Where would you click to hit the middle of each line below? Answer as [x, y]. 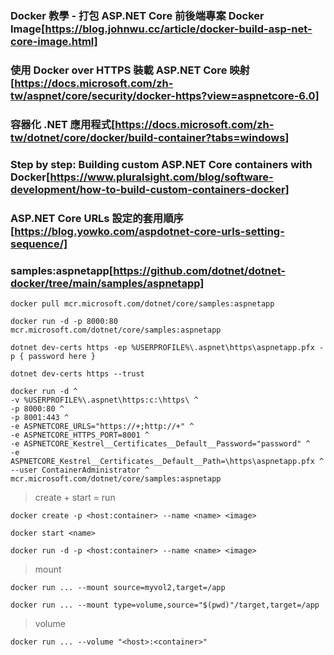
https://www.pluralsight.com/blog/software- [161, 177]
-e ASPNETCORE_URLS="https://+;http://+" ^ [102, 426]
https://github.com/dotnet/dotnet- [200, 270]
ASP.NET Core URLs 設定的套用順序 [97, 218]
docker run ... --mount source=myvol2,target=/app [118, 587]
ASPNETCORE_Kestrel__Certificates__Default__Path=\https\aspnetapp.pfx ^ [167, 461]
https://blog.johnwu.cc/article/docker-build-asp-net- [178, 29]
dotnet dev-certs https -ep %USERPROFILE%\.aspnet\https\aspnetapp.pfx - [167, 347]
